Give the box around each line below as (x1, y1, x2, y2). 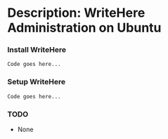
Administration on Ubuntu (7, 20, 162, 36)
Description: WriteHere (7, 5, 146, 21)
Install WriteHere (7, 45, 67, 55)
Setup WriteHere (7, 77, 65, 87)
